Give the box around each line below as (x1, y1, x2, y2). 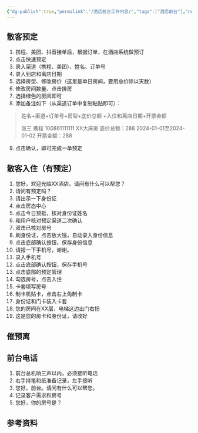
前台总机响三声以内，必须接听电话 (15, 370, 98, 377)
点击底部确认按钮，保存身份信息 (15, 239, 93, 246)
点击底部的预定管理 (15, 268, 62, 276)
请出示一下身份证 (15, 195, 57, 202)
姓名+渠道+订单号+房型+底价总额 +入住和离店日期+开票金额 (21, 112, 167, 119)
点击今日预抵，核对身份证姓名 (15, 210, 88, 217)
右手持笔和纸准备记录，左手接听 (15, 377, 93, 384)
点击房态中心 (15, 202, 46, 209)
